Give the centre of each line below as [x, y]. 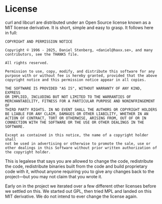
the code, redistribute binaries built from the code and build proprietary [76, 166]
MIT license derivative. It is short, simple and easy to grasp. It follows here [79, 27]
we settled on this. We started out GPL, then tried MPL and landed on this [78, 191]
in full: [11, 33]
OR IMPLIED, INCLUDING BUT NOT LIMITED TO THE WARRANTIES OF [68, 97]
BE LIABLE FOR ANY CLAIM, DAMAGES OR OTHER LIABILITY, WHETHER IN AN [77, 114]
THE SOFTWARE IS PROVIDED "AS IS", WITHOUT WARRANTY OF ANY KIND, [73, 88]
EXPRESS [13, 93]
